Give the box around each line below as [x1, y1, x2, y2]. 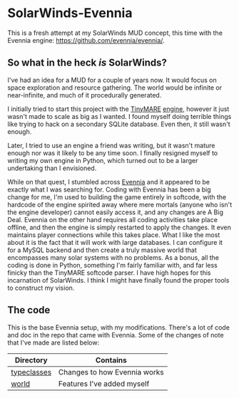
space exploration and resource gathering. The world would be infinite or [7, 83, 223, 92]
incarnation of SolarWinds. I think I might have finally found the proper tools [7, 276, 230, 284]
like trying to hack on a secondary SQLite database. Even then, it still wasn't [7, 120, 230, 128]
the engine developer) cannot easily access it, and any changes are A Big [7, 208, 223, 216]
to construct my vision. [7, 283, 75, 292]
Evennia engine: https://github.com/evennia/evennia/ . [7, 36, 166, 44]
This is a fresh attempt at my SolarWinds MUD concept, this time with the [7, 28, 223, 37]
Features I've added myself [58, 379, 150, 389]
